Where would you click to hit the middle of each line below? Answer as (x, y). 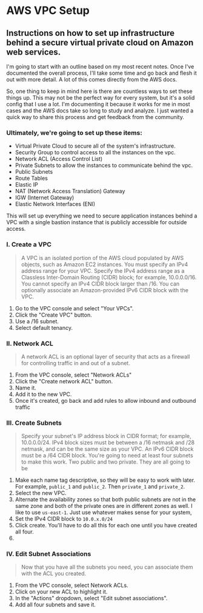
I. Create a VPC (29, 245)
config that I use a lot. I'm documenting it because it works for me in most (98, 104)
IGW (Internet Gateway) (45, 197)
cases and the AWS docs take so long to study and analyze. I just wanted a (100, 111)
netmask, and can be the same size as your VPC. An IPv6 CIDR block (107, 449)
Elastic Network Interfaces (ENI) (55, 204)
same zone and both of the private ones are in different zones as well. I (104, 506)
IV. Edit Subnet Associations (49, 554)
